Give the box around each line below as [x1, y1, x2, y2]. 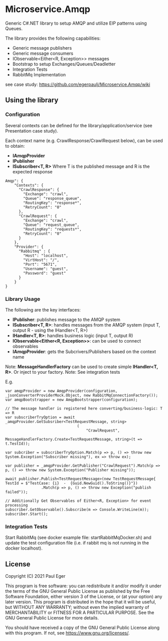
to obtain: [5, 143, 25, 149]
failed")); [5, 489, 28, 494]
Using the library [5, 96, 59, 104]
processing [5, 502, 28, 508]
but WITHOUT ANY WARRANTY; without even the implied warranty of [5, 604, 149, 610]
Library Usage [5, 295, 41, 302]
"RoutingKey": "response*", [23, 200, 82, 205]
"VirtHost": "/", [23, 257, 59, 262]
